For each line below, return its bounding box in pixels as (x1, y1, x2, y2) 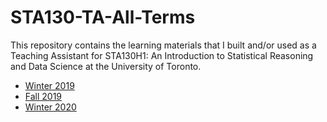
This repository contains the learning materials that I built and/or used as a (10, 39, 317, 51)
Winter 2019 (24, 79, 75, 91)
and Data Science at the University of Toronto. (10, 60, 202, 72)
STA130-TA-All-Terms (10, 6, 196, 29)
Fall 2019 (24, 90, 63, 102)
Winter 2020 (24, 101, 77, 113)
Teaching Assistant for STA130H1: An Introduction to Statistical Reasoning (10, 49, 314, 61)
